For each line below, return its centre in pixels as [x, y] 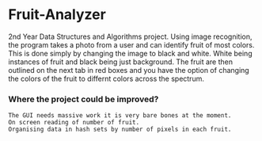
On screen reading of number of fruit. [74, 123]
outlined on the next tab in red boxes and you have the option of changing [129, 70]
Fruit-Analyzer [57, 15]
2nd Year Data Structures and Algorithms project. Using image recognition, [130, 36]
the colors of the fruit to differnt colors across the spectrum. [106, 78]
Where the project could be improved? [84, 99]
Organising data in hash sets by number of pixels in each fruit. [120, 130]
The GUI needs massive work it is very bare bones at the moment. [120, 116]
